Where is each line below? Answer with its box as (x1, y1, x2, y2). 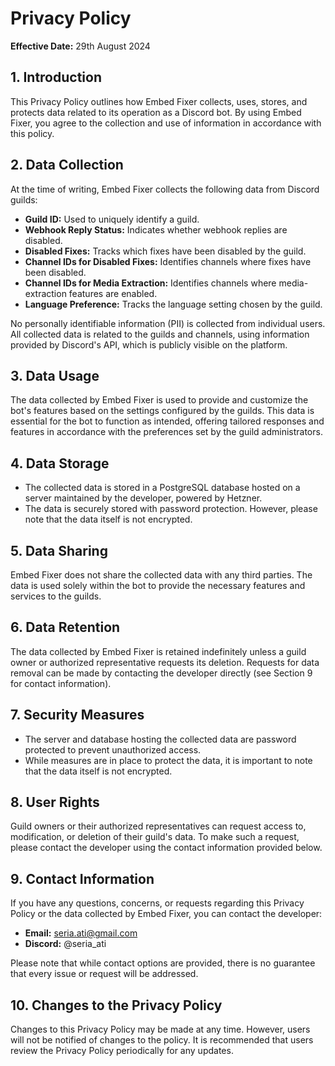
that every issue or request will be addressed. (10, 968, 199, 980)
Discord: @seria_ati (24, 938, 107, 950)
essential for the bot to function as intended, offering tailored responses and (10, 415, 325, 427)
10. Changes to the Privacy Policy (10, 997, 223, 1014)
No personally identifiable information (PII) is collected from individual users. (10, 317, 326, 329)
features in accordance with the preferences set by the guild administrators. (10, 426, 323, 438)
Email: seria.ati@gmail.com (24, 927, 138, 939)
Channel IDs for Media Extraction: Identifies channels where (24, 277, 277, 289)
